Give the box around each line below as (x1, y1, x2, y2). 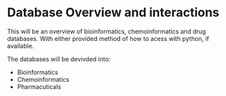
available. (7, 42, 34, 50)
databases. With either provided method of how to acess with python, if (7, 34, 210, 42)
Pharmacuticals (16, 82, 62, 91)
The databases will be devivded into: (7, 54, 111, 63)
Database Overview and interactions (7, 5, 220, 20)
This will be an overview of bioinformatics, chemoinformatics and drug (7, 27, 207, 35)
